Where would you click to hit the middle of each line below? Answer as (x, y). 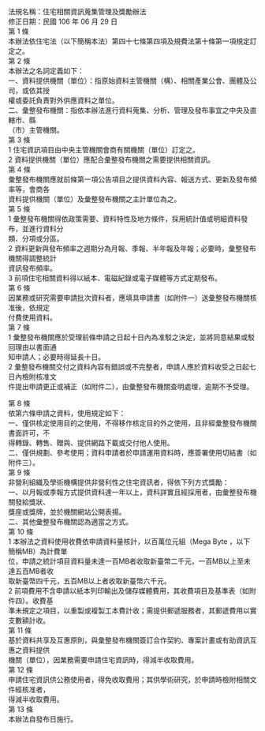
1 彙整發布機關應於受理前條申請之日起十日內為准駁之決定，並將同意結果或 (128, 337)
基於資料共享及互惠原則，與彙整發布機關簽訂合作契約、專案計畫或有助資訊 (129, 640)
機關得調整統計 (32, 258)
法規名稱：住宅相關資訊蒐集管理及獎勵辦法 (77, 11)
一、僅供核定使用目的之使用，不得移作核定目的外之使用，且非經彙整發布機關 (132, 423)
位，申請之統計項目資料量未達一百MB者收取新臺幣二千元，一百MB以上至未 (129, 561)
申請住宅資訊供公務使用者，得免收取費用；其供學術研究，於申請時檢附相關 (129, 680)
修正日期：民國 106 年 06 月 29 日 (63, 21)
